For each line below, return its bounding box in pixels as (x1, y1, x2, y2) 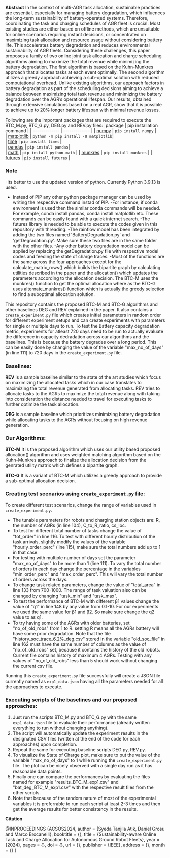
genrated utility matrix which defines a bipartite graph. (5, 462, 119, 468)
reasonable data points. (12, 768, 62, 775)
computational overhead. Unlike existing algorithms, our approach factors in (5, 80, 164, 86)
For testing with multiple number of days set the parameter (12, 555, 136, 561)
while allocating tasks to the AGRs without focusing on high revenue (5, 417, 148, 423)
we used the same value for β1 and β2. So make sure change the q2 (12, 609, 155, 615)
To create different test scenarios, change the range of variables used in (5, 502, 156, 508)
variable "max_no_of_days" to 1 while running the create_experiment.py (12, 757, 162, 763)
